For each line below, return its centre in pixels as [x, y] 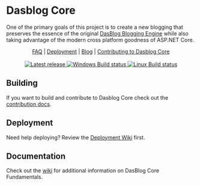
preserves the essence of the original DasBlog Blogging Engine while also [98, 33]
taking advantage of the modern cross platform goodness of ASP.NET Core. [100, 40]
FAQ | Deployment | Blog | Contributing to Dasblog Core [101, 51]
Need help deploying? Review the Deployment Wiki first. [76, 137]
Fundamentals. [25, 177]
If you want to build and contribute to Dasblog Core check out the [87, 97]
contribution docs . [29, 104]
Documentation [36, 156]
